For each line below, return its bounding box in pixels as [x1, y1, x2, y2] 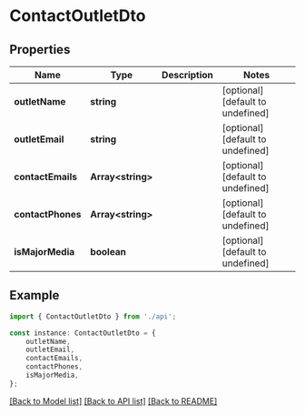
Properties [9, 42, 71, 57]
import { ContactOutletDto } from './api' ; [9, 311, 177, 321]
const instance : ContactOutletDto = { [9, 329, 156, 338]
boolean [90, 246, 127, 258]
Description [162, 69, 213, 81]
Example [9, 288, 60, 303]
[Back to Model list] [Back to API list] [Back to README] [9, 395, 218, 406]
